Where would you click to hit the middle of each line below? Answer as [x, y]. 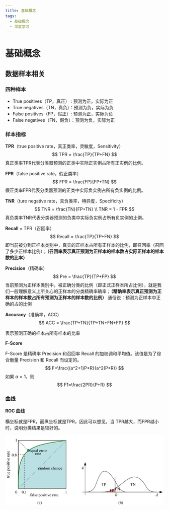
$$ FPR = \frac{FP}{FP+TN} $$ [84, 182]
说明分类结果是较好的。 [38, 427]
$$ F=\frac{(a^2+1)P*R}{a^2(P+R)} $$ [84, 368]
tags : [11, 16]
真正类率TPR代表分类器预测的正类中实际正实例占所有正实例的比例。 [75, 163]
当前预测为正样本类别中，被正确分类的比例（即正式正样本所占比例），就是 [81, 285]
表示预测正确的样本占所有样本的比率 [43, 333]
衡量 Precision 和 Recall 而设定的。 [46, 360]
